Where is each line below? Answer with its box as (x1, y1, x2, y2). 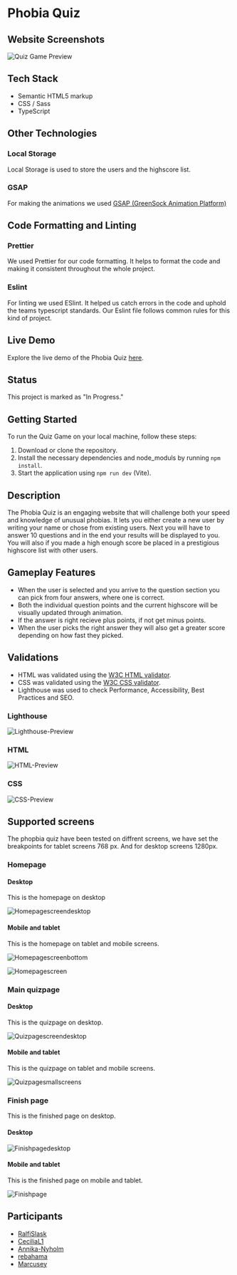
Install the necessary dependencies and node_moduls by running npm (17, 453, 221, 462)
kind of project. (7, 313, 52, 322)
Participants (7, 1210, 63, 1222)
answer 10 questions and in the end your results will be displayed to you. (7, 531, 221, 540)
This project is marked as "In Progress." (7, 393, 124, 402)
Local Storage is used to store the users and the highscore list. (7, 165, 191, 174)
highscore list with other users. (7, 546, 98, 555)
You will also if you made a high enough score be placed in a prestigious (7, 539, 219, 547)
